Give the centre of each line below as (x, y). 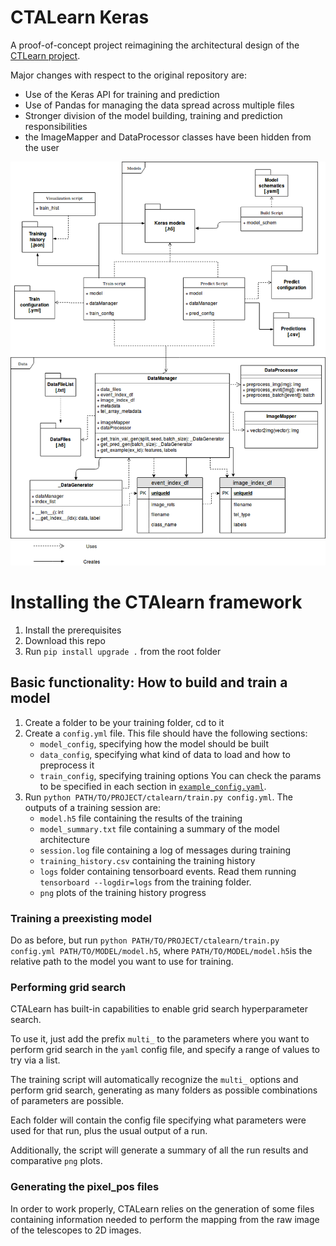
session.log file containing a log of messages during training (165, 850)
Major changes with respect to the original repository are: (129, 75)
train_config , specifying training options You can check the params (180, 775)
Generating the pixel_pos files (85, 1187)
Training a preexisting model (81, 918)
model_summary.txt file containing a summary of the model (159, 828)
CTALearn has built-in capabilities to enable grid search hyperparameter (159, 1009)
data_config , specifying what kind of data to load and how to (165, 754)
